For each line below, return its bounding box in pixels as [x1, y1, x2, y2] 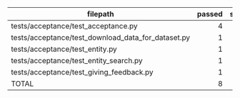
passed [196, 9, 223, 18]
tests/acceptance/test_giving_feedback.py [11, 67, 154, 77]
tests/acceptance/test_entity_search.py [11, 56, 143, 65]
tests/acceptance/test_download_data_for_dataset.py [11, 33, 191, 42]
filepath [86, 9, 114, 18]
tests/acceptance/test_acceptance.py [11, 21, 138, 31]
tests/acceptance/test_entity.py [11, 44, 118, 54]
